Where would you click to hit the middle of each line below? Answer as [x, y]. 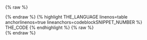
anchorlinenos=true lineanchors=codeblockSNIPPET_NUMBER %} [74, 22]
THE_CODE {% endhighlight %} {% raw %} [49, 27]
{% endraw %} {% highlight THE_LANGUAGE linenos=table [66, 17]
